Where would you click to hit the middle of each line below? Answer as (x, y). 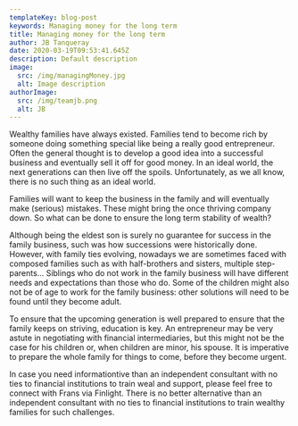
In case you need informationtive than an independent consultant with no (144, 374)
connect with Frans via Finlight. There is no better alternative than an (136, 393)
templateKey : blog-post (54, 17)
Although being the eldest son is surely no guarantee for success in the (141, 235)
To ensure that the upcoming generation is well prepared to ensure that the (147, 319)
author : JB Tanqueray (50, 42)
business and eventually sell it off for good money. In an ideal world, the (141, 163)
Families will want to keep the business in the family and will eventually (139, 199)
